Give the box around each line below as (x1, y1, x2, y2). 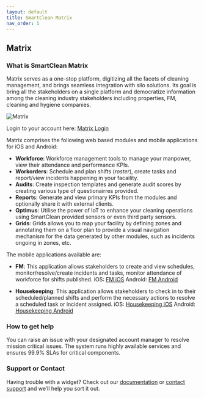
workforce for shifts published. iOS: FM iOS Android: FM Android (15, 276, 178, 283)
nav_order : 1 (6, 20, 40, 26)
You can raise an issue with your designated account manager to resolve (6, 336, 189, 344)
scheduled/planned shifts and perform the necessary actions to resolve (15, 294, 195, 302)
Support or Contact (6, 364, 65, 373)
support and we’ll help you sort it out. (6, 385, 100, 392)
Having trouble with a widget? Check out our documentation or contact (6, 378, 185, 385)
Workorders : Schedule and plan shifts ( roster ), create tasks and (15, 168, 177, 175)
